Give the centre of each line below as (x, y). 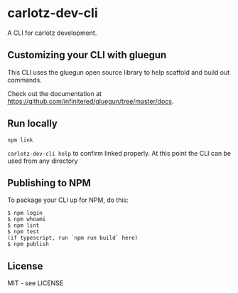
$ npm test (23, 232)
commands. (25, 80)
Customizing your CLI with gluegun (87, 55)
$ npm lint (23, 225)
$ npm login (25, 213)
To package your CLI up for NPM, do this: (68, 200)
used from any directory (43, 161)
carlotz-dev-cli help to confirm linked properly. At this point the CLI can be (119, 153)
